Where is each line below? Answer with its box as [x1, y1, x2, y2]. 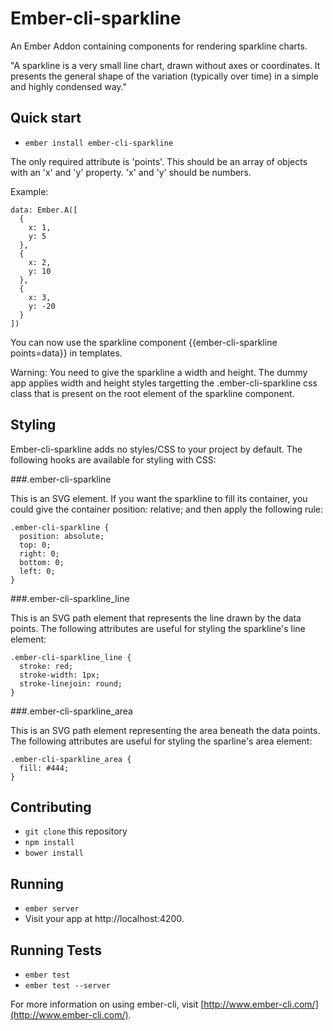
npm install [24, 838, 75, 848]
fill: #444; [19, 763, 70, 773]
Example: [10, 185, 49, 197]
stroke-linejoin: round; [19, 678, 123, 689]
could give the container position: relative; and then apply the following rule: [10, 503, 324, 515]
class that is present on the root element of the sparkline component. [10, 387, 295, 399]
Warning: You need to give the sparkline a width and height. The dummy [10, 366, 308, 378]
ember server [24, 904, 80, 914]
